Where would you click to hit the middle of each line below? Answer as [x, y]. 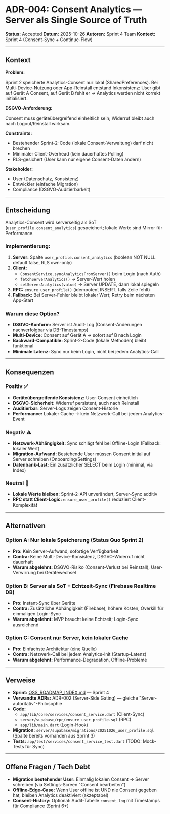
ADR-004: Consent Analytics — [74, 9]
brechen [21, 148]
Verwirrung [24, 573]
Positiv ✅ [17, 386]
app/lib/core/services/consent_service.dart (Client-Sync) [82, 714]
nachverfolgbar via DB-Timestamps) [50, 330]
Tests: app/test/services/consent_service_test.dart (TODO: [77, 741]
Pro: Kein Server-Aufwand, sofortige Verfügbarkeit [66, 551]
